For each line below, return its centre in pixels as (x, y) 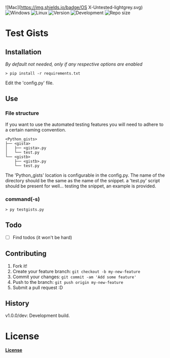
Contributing (26, 254)
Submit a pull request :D (38, 287)
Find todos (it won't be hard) (42, 237)
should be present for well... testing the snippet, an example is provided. (81, 186)
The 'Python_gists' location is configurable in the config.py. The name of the (85, 175)
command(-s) (23, 199)
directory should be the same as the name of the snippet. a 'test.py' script (83, 180)
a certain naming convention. (36, 129)
